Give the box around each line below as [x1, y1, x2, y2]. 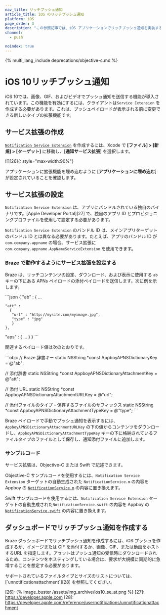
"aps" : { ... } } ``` [5, 333, 39, 339]
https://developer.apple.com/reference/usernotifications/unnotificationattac [5, 599, 160, 605]
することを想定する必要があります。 [9, 562, 83, 568]
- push [9, 35, 23, 40]
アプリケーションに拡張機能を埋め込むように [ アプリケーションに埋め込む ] [5, 168, 157, 174]
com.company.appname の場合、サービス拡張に [5, 239, 96, 245]
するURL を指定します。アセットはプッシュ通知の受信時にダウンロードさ [5, 550, 153, 556]
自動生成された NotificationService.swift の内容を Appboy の [22, 501, 150, 507]
